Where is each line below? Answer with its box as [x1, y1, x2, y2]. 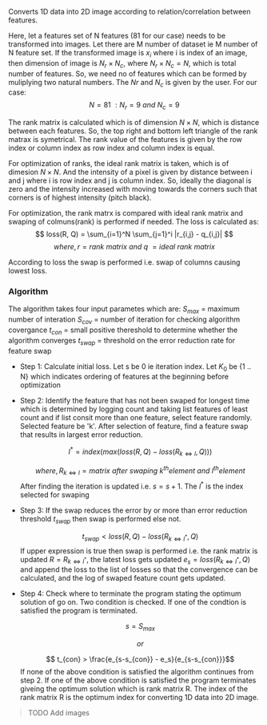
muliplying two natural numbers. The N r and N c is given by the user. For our [8, 77, 257, 89]
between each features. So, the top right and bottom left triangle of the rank [8, 126, 258, 136]
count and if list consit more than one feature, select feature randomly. [19, 413, 253, 423]
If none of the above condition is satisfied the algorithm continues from [19, 667, 254, 677]
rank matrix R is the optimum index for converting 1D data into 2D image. [19, 693, 259, 703]
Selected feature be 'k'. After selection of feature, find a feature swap [19, 421, 249, 431]
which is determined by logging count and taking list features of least [19, 404, 249, 414]
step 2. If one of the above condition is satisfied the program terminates [19, 675, 257, 685]
